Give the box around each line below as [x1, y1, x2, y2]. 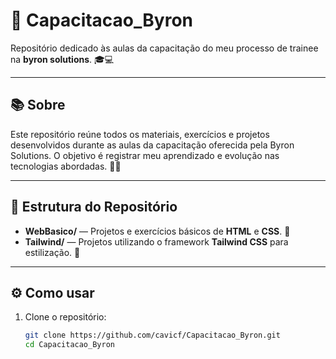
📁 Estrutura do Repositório [10, 199, 178, 216]
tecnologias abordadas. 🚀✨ [10, 160, 122, 172]
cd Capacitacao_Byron [24, 340, 115, 350]
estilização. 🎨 [24, 246, 81, 258]
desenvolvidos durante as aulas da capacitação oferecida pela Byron [10, 139, 295, 151]
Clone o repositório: [24, 311, 107, 323]
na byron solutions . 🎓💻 [10, 53, 115, 65]
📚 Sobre [10, 97, 66, 114]
